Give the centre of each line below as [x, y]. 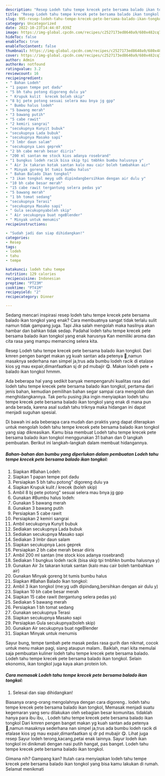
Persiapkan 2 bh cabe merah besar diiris [53, 550]
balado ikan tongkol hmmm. [34, 372]
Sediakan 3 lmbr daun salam [41, 539]
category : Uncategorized [31, 23]
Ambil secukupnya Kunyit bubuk [45, 524]
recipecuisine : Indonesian [33, 278]
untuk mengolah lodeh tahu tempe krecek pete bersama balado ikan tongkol [82, 427]
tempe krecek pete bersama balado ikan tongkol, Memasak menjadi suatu [80, 707]
